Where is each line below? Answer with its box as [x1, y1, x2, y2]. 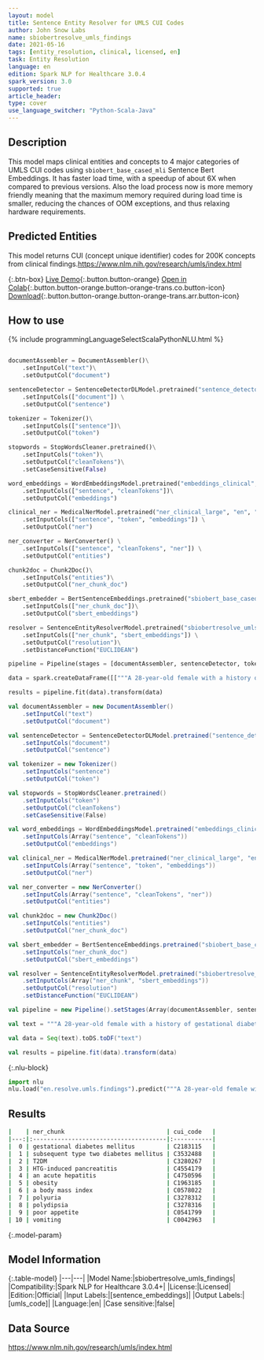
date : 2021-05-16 [8, 41, 65, 49]
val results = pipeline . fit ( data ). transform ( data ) [8, 1048, 178, 1056]
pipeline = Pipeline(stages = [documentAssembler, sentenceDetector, [8, 660, 241, 668]
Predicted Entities [8, 230, 97, 243]
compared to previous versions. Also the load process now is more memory [8, 182, 253, 191]
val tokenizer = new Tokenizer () [8, 761, 118, 769]
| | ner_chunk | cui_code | [8, 1128, 216, 1136]
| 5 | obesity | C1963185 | [8, 1179, 216, 1188]
